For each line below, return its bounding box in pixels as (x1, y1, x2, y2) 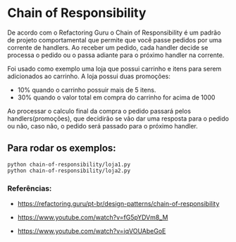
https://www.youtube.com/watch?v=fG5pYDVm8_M (17, 213, 168, 222)
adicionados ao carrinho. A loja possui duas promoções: (7, 72, 171, 80)
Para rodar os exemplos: (7, 143, 116, 155)
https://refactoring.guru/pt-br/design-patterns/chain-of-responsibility (17, 200, 220, 208)
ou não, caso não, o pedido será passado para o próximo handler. (7, 121, 199, 130)
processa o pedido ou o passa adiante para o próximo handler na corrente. (7, 51, 225, 59)
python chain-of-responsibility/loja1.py (7, 161, 131, 168)
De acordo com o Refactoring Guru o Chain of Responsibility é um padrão (7, 28, 221, 37)
